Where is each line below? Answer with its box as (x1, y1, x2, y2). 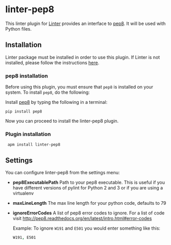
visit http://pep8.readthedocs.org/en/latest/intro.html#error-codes (12, 215, 152, 222)
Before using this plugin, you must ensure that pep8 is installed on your (5, 84, 154, 90)
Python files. (5, 25, 32, 32)
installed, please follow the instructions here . (5, 60, 100, 66)
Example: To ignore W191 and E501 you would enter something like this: (12, 225, 161, 231)
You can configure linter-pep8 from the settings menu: (5, 170, 120, 176)
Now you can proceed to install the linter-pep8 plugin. (5, 118, 119, 124)
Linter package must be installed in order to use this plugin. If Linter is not (5, 54, 160, 60)
